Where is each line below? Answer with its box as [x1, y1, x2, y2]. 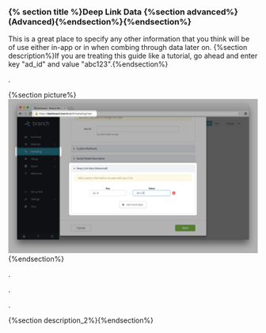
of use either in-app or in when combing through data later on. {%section [8, 43, 248, 52]
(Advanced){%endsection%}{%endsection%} [8, 16, 192, 27]
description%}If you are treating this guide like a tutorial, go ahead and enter [8, 51, 258, 61]
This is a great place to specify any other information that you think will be [8, 34, 250, 44]
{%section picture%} [8, 90, 77, 100]
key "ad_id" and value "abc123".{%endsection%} [8, 59, 169, 69]
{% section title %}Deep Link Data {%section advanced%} [8, 6, 239, 17]
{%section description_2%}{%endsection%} [8, 316, 154, 325]
